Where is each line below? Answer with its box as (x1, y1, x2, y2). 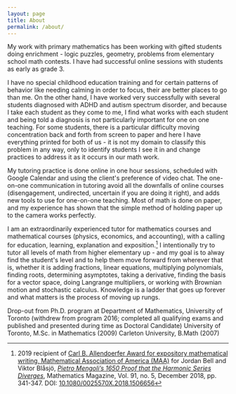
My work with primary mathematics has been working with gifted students (7, 43, 223, 51)
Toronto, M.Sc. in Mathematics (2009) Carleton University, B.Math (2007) (7, 329, 220, 337)
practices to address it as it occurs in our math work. (7, 153, 160, 161)
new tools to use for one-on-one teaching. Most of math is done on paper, (7, 196, 223, 205)
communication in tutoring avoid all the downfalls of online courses (29, 182, 224, 190)
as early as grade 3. (7, 64, 65, 74)
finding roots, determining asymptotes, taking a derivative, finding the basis (7, 271, 226, 279)
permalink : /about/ (7, 23, 65, 30)
